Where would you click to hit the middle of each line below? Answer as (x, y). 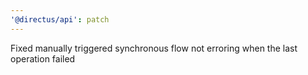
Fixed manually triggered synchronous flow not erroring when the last (154, 48)
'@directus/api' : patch (60, 19)
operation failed (43, 58)
